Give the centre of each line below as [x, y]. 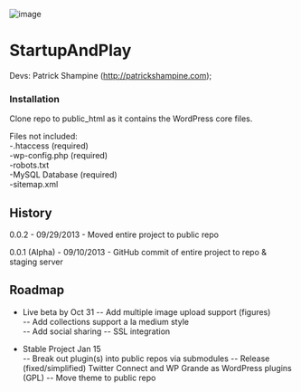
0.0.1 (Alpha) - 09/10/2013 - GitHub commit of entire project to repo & [138, 253]
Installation [35, 99]
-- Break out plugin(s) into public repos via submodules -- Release [146, 359]
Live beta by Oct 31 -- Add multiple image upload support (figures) [146, 311]
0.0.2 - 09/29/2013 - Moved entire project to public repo [114, 234]
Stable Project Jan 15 [61, 349]
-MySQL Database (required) [63, 175]
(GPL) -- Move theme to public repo [89, 378]
